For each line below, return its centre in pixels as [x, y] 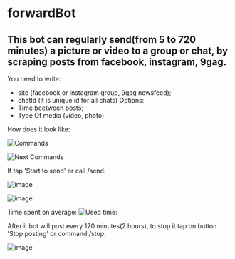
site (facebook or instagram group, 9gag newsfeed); [94, 93]
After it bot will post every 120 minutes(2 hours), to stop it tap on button [112, 226]
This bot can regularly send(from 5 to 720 [102, 40]
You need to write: [34, 79]
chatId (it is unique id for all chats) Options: [81, 100]
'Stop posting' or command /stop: [57, 234]
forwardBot [42, 13]
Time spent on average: [42, 212]
